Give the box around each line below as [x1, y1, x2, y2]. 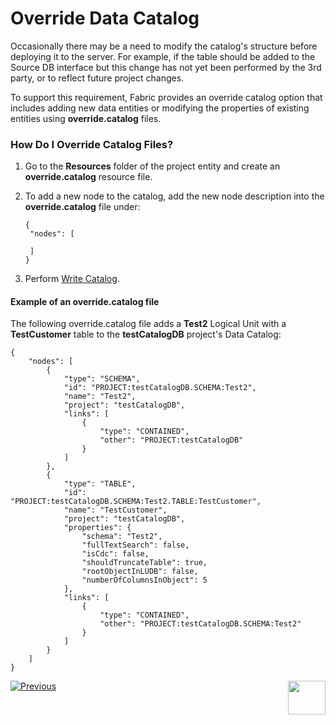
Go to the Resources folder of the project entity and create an [24, 160, 281, 172]
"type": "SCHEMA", [63, 374, 141, 384]
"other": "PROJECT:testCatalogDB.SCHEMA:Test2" [99, 619, 302, 629]
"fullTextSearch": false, [81, 540, 190, 551]
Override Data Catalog [10, 7, 200, 30]
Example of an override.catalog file [10, 295, 160, 307]
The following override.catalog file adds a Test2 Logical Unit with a [10, 318, 287, 330]
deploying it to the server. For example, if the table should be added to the [10, 50, 316, 62]
